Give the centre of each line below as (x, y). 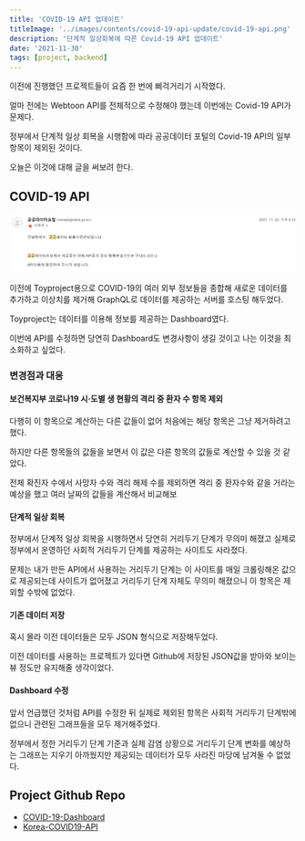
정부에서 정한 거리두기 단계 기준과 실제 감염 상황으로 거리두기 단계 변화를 (138, 743)
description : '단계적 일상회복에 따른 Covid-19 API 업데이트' (117, 38)
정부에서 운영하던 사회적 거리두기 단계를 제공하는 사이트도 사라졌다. (128, 550)
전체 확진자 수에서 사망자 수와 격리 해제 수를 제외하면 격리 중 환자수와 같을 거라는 (152, 482)
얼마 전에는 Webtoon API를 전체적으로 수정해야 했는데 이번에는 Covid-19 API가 (150, 106)
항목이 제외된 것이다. (46, 148)
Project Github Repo (67, 795)
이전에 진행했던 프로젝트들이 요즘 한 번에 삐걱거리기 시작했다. (117, 86)
